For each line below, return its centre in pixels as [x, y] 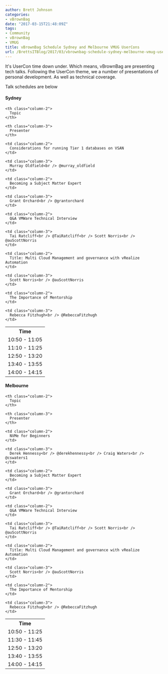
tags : [11, 29]
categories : [17, 15]
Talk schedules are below [31, 86]
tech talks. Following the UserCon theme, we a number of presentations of [82, 71]
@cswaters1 [16, 458]
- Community [17, 33]
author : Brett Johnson [29, 10]
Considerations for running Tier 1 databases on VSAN [67, 148]
